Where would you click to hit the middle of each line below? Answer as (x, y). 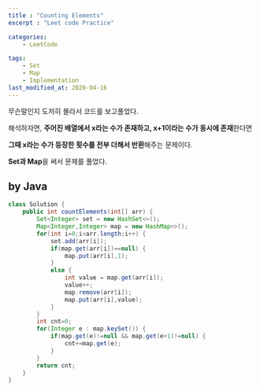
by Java (28, 187)
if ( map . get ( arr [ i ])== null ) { (98, 249)
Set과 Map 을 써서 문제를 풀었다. (58, 161)
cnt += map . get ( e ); (93, 344)
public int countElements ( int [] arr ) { (88, 212)
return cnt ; (56, 365)
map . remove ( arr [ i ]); (98, 292)
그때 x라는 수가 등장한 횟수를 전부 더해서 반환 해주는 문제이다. (100, 144)
